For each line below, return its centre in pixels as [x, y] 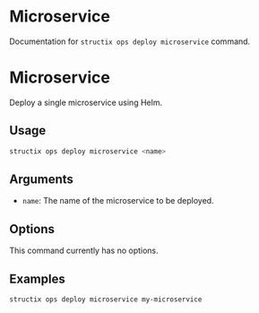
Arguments [42, 179]
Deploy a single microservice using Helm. [86, 102]
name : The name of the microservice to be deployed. [118, 201]
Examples [37, 278]
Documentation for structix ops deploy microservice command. [130, 41]
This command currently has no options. [84, 251]
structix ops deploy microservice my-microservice [106, 300]
